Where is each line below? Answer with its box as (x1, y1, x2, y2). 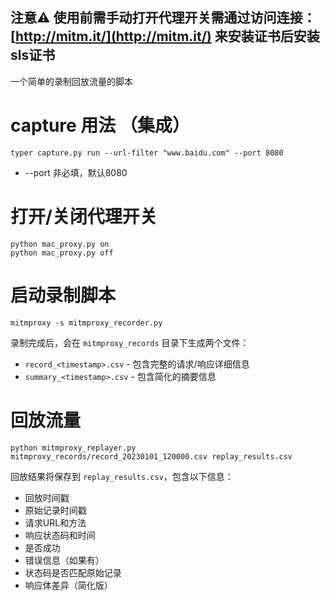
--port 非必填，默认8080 (24, 166, 128, 178)
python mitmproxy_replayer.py (10, 443, 137, 453)
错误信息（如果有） (24, 554, 105, 566)
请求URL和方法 (24, 516, 87, 528)
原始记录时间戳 (24, 504, 87, 516)
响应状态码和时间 (24, 529, 96, 541)
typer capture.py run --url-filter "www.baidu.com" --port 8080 (10, 148, 284, 158)
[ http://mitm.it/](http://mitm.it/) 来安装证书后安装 (10, 28, 320, 45)
